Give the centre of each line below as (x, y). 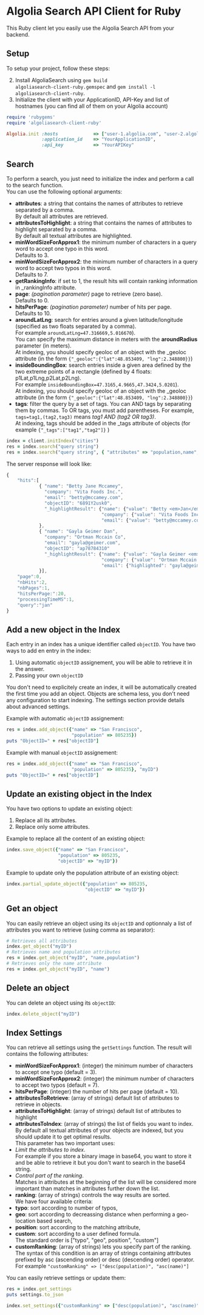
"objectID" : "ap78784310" (77, 548)
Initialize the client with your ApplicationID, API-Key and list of (92, 99)
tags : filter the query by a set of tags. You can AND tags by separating (103, 403)
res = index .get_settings (39, 1289)
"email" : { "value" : (126, 520)
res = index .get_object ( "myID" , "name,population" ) (73, 958)
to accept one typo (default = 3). (56, 1072)
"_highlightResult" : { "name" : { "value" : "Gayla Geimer (115, 554)
